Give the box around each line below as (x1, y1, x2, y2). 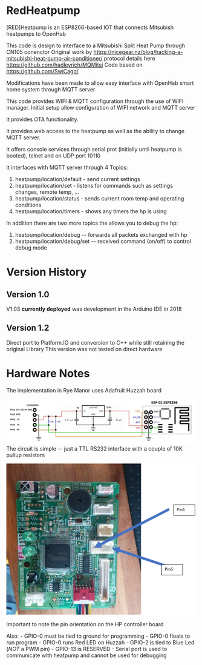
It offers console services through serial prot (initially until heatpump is (6, 145, 183, 153)
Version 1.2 (6, 323, 50, 333)
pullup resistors (6, 451, 45, 458)
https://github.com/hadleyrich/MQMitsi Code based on (6, 61, 143, 68)
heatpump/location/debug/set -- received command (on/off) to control (15, 237, 192, 245)
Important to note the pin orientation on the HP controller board (6, 621, 164, 628)
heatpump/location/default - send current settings (15, 175, 140, 182)
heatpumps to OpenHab (6, 30, 67, 37)
